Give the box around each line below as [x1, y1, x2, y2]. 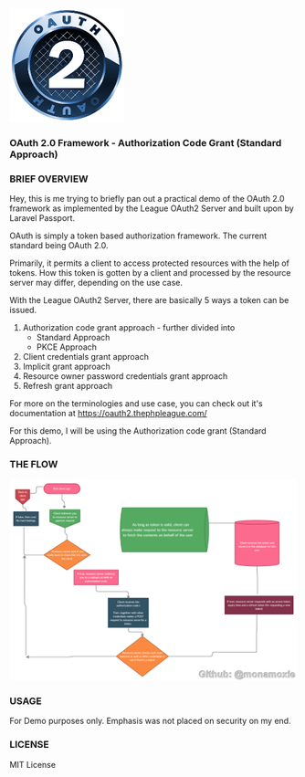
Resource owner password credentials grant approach [22, 371, 228, 382]
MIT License [9, 759, 57, 770]
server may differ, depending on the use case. [9, 278, 184, 289]
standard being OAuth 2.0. [9, 240, 109, 251]
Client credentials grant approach [22, 352, 149, 362]
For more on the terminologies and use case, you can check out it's [9, 398, 263, 409]
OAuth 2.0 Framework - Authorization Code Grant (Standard [9, 136, 282, 149]
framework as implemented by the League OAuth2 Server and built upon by [9, 203, 294, 214]
